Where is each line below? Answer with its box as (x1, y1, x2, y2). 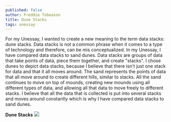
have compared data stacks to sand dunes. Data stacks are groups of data (5, 52, 163, 58)
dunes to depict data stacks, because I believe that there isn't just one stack (5, 63, 166, 69)
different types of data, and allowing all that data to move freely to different (5, 85, 164, 91)
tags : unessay (5, 22, 36, 27)
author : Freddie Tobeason (5, 12, 60, 17)
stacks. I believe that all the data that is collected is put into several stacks (5, 90, 161, 96)
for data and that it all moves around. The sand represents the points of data (5, 69, 166, 75)
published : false (5, 7, 42, 13)
